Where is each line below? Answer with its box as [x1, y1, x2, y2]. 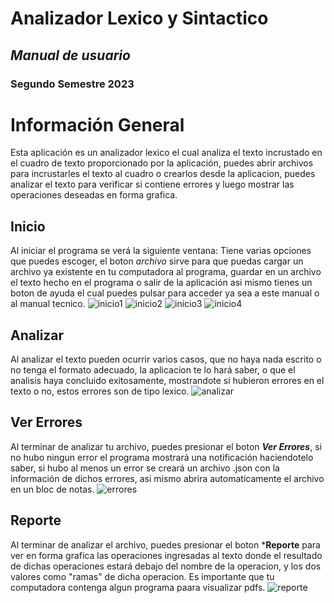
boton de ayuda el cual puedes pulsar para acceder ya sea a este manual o [10, 287, 320, 299]
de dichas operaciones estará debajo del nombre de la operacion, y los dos [10, 560, 322, 572]
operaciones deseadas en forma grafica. [10, 189, 178, 201]
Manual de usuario [10, 47, 131, 64]
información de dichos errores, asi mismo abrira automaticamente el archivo [10, 472, 325, 484]
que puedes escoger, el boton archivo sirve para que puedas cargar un [10, 255, 304, 267]
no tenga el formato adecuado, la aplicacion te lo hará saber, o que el [10, 364, 296, 376]
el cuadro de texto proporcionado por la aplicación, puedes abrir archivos [10, 157, 314, 169]
